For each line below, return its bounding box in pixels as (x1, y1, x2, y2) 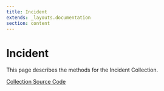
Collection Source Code (6, 78, 66, 86)
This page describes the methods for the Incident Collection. (6, 66, 159, 73)
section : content (6, 20, 50, 26)
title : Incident (6, 8, 47, 15)
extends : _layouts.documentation (6, 15, 91, 21)
